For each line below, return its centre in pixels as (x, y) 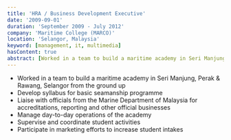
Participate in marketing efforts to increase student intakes (100, 129)
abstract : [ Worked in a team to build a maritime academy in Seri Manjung (117, 59)
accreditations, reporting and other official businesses (93, 107)
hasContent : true (32, 52)
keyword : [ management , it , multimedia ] (64, 46)
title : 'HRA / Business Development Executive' (77, 13)
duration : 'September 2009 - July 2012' (66, 26)
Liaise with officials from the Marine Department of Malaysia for (107, 100)
